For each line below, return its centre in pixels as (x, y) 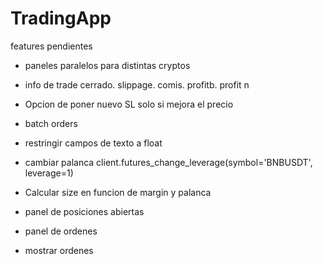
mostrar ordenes (59, 250)
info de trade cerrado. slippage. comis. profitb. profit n (137, 84)
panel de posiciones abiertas (84, 211)
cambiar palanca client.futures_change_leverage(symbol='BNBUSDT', (168, 162)
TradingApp (61, 18)
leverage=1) (49, 173)
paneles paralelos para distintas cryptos (107, 65)
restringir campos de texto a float (93, 143)
